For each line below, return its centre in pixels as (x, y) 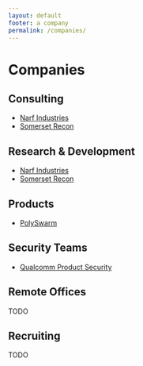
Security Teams (48, 248)
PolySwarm (38, 223)
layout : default (35, 15)
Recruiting (34, 336)
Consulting (36, 99)
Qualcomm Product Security (66, 267)
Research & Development (72, 151)
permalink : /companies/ (47, 30)
